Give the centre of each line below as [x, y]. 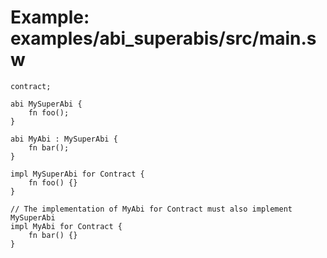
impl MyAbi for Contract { [66, 226]
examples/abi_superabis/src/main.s [163, 38]
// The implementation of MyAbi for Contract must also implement [151, 209]
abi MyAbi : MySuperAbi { [64, 139]
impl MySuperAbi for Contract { [77, 174]
